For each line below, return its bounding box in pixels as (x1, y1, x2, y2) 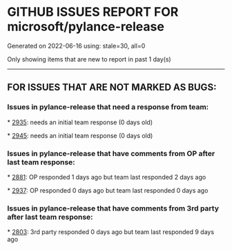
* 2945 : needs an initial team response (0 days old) (7, 131, 153, 140)
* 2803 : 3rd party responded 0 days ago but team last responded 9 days (7, 228, 215, 236)
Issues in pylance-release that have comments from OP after (7, 148, 215, 158)
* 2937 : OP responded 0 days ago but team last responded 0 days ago (7, 186, 209, 194)
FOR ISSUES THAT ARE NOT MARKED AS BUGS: (7, 81, 217, 93)
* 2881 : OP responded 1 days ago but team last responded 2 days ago (7, 173, 206, 181)
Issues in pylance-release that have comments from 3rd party (7, 203, 220, 213)
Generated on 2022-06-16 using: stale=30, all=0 (7, 41, 146, 50)
